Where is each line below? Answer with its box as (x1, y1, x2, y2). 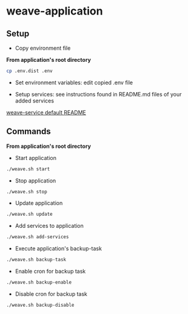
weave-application (6, 4, 103, 18)
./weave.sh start (6, 165, 50, 172)
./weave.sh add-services (6, 234, 69, 240)
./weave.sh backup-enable (6, 279, 72, 286)
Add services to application (15, 222, 84, 230)
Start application (15, 154, 56, 161)
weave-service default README (6, 109, 86, 116)
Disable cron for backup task (15, 290, 88, 298)
